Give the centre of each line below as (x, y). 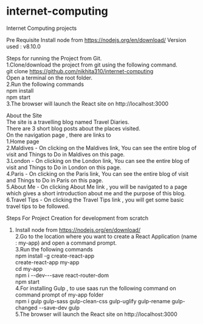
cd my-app (29, 268)
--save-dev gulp (59, 308)
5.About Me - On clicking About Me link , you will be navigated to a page (97, 187)
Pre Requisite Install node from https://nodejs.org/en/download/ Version (96, 40)
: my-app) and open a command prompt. (66, 243)
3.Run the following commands (54, 249)
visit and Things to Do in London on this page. (64, 167)
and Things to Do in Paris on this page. (55, 180)
